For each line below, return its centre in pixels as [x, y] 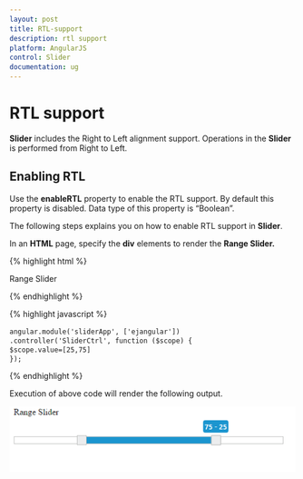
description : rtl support [58, 38]
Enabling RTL [48, 177]
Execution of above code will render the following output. [116, 393]
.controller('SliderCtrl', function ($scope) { [101, 341]
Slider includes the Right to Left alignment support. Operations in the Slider [151, 138]
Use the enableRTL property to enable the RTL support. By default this [142, 198]
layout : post [34, 19]
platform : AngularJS [49, 48]
